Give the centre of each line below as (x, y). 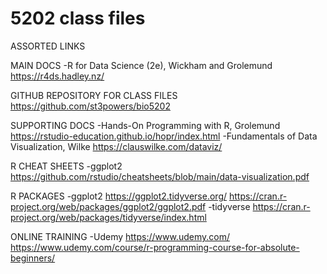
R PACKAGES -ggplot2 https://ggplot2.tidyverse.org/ (119, 196)
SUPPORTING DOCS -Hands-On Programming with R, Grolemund (145, 125)
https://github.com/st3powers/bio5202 (90, 106)
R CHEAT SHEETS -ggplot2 (66, 166)
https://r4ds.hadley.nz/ (57, 76)
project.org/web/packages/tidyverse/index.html (108, 217)
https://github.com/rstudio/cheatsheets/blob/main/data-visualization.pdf (160, 176)
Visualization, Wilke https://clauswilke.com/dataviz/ (116, 146)
